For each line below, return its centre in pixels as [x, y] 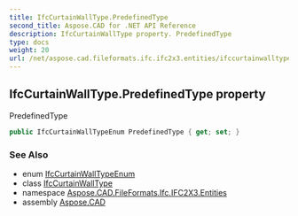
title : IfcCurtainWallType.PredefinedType [89, 17]
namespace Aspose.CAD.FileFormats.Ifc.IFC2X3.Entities [125, 192]
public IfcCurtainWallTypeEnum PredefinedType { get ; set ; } [125, 132]
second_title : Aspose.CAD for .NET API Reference [103, 26]
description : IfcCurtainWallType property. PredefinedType [121, 34]
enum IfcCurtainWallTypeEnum [78, 174]
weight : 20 [29, 50]
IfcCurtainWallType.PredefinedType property [137, 94]
